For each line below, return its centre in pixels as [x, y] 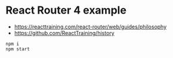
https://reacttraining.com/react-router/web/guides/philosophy [90, 27]
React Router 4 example [66, 10]
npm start [18, 49]
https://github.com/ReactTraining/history [64, 33]
